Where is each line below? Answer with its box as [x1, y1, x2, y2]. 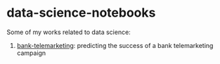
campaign [16, 49, 46, 57]
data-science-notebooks [6, 5, 156, 21]
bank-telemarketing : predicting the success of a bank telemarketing [16, 41, 214, 49]
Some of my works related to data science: [6, 28, 131, 36]
